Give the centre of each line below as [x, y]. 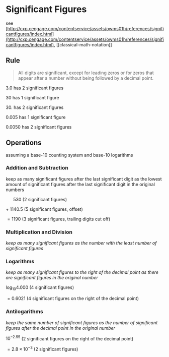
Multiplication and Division [39, 232]
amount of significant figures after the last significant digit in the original [80, 184]
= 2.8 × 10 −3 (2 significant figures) [43, 349]
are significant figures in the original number [52, 278]
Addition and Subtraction [37, 168]
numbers [15, 190]
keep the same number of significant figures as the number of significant [82, 322]
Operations [24, 143]
